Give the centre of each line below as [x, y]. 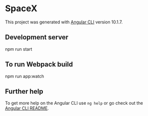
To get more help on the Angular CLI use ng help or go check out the [74, 103]
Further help [24, 91]
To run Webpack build [39, 65]
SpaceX [21, 9]
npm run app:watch [25, 76]
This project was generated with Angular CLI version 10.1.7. [64, 22]
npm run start [19, 49]
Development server [37, 37]
